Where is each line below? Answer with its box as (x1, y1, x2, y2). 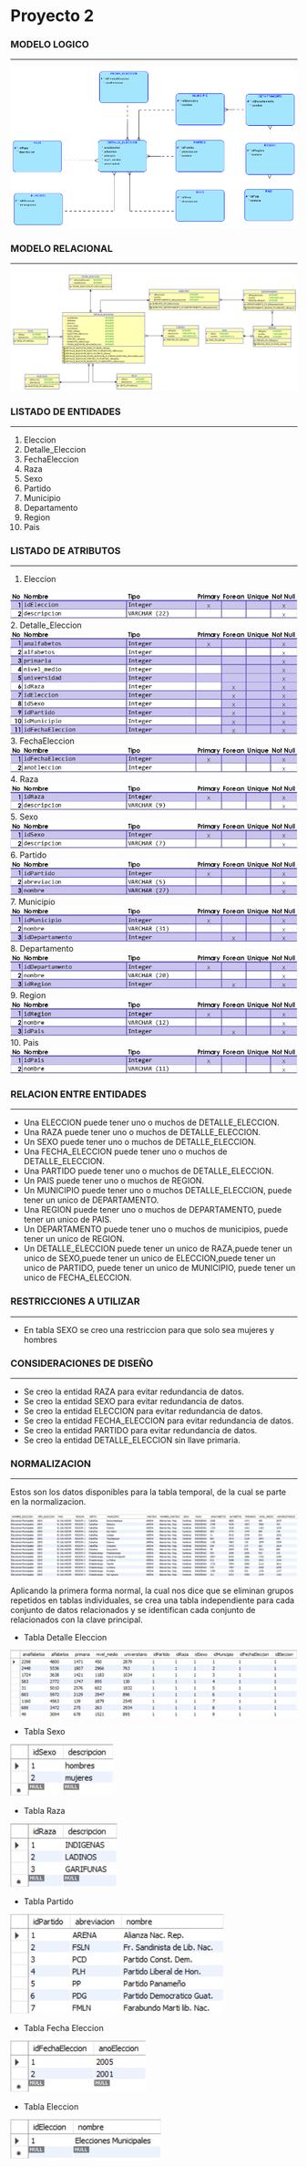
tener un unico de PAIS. (23, 1214, 112, 1225)
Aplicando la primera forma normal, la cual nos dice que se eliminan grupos (10, 1585, 294, 1597)
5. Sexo (10, 811, 39, 822)
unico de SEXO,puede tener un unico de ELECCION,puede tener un (23, 1253, 276, 1264)
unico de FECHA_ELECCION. (23, 1272, 132, 1283)
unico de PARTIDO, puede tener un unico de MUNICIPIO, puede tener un (23, 1263, 296, 1274)
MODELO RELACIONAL (10, 242, 113, 255)
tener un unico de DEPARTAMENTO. (23, 1194, 159, 1205)
